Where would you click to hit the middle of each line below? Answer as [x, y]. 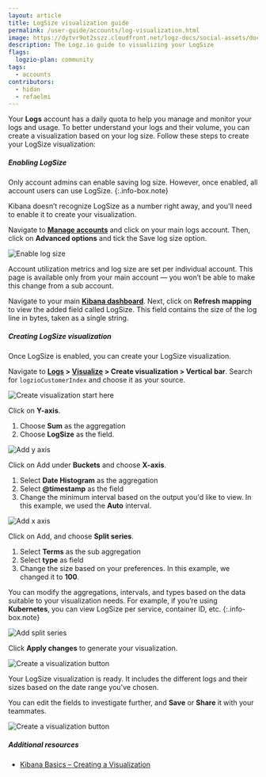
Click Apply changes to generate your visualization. [93, 648]
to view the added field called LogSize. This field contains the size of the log [133, 310]
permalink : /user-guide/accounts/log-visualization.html [104, 30]
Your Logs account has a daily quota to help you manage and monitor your [130, 119]
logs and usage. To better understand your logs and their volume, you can [129, 128]
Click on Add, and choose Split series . [71, 536]
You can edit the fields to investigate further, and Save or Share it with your [131, 703]
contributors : [32, 82]
